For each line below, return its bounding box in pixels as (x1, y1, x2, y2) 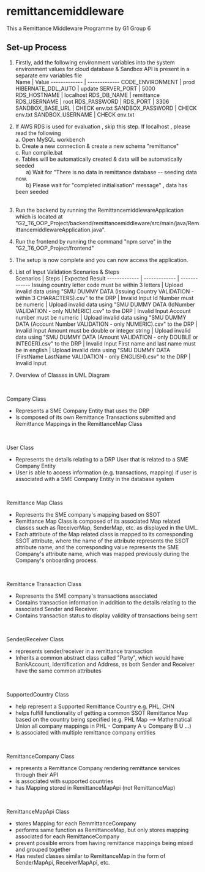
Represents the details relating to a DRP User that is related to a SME (15, 455, 188, 463)
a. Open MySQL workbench (15, 136, 86, 143)
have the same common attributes (15, 667, 102, 674)
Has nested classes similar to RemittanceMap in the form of (15, 852, 166, 860)
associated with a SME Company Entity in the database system (15, 475, 174, 482)
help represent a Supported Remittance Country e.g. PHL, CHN (15, 703, 174, 710)
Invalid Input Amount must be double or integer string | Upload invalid (15, 326, 191, 334)
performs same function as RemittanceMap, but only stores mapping (15, 826, 189, 833)
